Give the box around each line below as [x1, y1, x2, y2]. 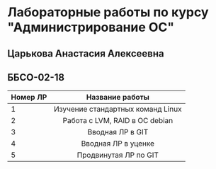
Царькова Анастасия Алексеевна [7, 47, 164, 59]
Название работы [86, 93, 150, 103]
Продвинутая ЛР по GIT [76, 150, 159, 160]
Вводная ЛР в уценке [81, 139, 154, 148]
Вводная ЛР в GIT [87, 127, 149, 137]
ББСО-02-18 [7, 71, 65, 83]
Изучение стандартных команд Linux [54, 104, 182, 114]
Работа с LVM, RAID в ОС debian [62, 116, 174, 126]
